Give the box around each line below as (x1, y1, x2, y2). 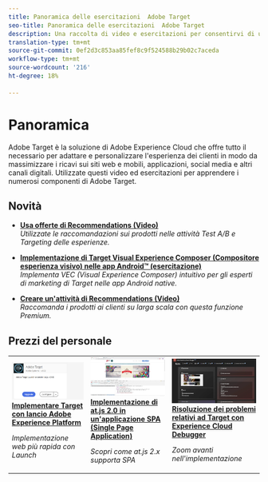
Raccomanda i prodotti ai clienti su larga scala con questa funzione (19, 302, 243, 312)
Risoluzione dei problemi (171, 404, 257, 413)
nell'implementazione (171, 453, 242, 463)
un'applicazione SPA (90, 414, 161, 424)
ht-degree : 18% (8, 72, 59, 80)
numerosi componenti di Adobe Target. (8, 176, 137, 185)
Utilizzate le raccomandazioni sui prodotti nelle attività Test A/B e (19, 229, 236, 239)
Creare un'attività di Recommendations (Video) (19, 294, 180, 304)
